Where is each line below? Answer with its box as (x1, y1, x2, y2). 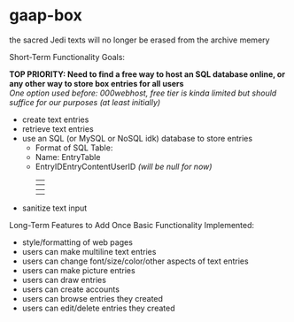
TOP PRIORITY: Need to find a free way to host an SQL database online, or (9, 68, 286, 80)
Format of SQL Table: (35, 142, 113, 153)
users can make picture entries (21, 265, 135, 276)
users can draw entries (21, 275, 106, 286)
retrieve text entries (21, 123, 95, 134)
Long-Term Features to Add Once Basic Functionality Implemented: (9, 220, 255, 231)
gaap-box (9, 5, 82, 26)
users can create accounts (21, 284, 120, 295)
